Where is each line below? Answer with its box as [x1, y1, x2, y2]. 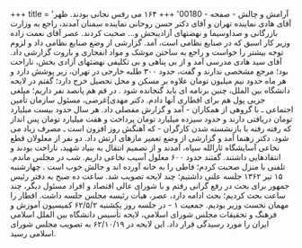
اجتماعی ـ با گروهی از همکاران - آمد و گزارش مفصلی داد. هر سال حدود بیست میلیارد [10, 104, 294, 114]
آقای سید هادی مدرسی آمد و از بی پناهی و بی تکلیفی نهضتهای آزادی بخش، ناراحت [10, 57, 282, 66]
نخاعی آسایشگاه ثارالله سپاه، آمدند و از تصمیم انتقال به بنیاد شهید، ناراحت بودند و [10, 142, 280, 153]
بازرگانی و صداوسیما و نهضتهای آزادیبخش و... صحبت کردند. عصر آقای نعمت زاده [10, 28, 278, 38]
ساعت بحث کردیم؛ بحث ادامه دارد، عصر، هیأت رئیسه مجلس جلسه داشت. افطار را [10, 190, 286, 200]
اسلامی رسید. [10, 228, 57, 238]
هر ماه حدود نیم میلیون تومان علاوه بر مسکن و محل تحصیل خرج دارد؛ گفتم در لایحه [10, 75, 287, 85]
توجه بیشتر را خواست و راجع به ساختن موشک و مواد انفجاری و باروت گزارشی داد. [10, 47, 284, 58]
